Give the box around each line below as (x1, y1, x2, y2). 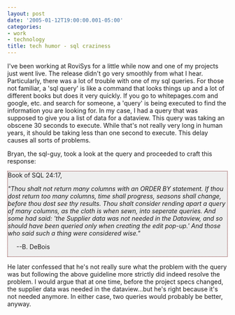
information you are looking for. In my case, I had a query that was (7, 106, 198, 115)
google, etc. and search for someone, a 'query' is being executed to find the (7, 99, 227, 107)
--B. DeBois (16, 242, 50, 251)
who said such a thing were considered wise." (8, 229, 141, 237)
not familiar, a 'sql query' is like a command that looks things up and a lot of (7, 85, 225, 92)
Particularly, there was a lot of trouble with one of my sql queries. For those (7, 77, 225, 85)
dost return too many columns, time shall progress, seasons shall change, (8, 192, 222, 200)
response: (7, 157, 36, 165)
